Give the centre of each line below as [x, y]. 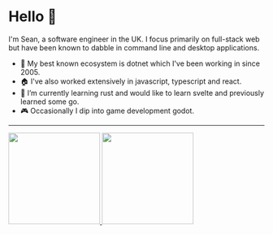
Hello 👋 [32, 17]
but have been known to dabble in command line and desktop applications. [134, 47]
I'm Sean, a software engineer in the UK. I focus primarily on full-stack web [134, 39]
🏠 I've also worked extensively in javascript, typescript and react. [131, 81]
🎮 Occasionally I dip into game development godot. [107, 110]
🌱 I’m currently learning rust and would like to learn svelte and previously [142, 93]
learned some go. [50, 102]
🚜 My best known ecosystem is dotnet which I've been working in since [140, 63]
